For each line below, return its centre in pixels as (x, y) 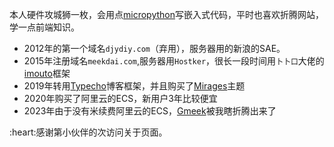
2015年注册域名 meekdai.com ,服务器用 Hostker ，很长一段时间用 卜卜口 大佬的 (174, 61)
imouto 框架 (47, 73)
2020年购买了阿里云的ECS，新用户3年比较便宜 (120, 98)
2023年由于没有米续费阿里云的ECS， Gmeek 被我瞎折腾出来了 (150, 111)
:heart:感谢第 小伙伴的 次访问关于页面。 (88, 132)
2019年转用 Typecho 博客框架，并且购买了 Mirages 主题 (134, 86)
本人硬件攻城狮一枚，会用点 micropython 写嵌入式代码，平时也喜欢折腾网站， (166, 14)
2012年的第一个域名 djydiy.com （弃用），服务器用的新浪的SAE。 (154, 48)
